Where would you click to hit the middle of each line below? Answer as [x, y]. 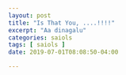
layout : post [30, 15]
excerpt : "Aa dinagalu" [48, 30]
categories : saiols [40, 37]
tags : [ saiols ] [37, 45]
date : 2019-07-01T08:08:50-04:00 [63, 52]
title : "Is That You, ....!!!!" [61, 23]
